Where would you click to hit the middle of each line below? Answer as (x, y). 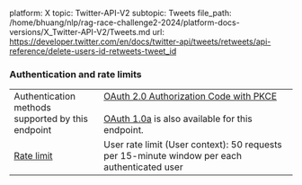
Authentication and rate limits (75, 74)
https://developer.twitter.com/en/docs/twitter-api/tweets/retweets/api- (140, 41)
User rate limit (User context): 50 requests (193, 145)
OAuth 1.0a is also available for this (178, 119)
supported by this (51, 119)
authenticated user (143, 167)
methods (32, 108)
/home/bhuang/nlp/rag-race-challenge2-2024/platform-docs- (124, 22)
